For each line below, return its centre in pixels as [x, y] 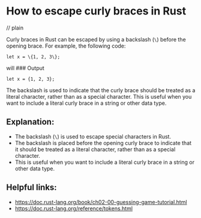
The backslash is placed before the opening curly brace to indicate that [103, 143]
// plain [15, 28]
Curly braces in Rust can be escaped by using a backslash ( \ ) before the [96, 39]
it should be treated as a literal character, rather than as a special [95, 149]
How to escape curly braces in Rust [96, 11]
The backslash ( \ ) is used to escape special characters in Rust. [93, 136]
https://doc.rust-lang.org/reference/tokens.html [74, 208]
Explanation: [30, 122]
